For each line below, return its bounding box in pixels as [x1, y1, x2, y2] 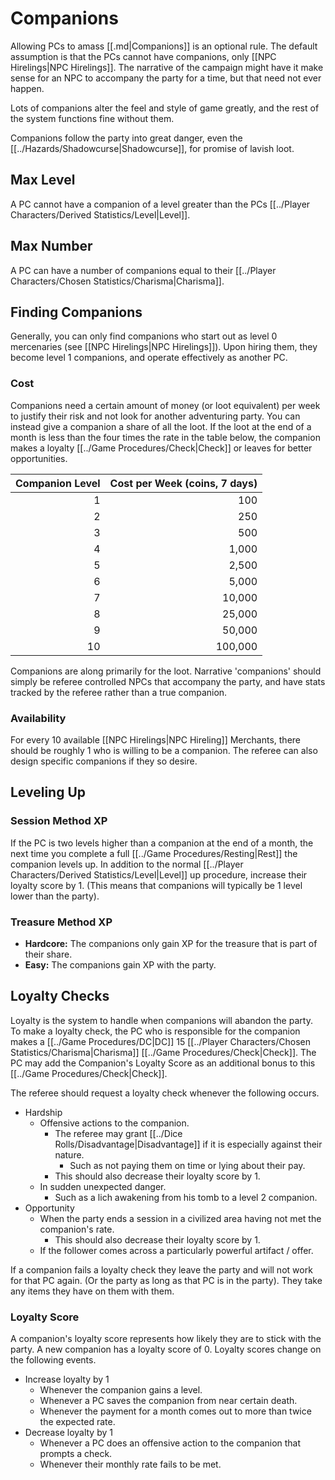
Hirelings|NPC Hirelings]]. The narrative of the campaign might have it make [10, 61, 324, 73]
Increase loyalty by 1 [24, 1373, 110, 1386]
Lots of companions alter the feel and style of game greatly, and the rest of [10, 102, 320, 114]
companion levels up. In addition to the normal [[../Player [10, 858, 244, 870]
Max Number [10, 238, 93, 255]
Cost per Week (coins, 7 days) [109, 476, 258, 490]
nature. [54, 1148, 85, 1161]
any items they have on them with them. [10, 1285, 175, 1297]
